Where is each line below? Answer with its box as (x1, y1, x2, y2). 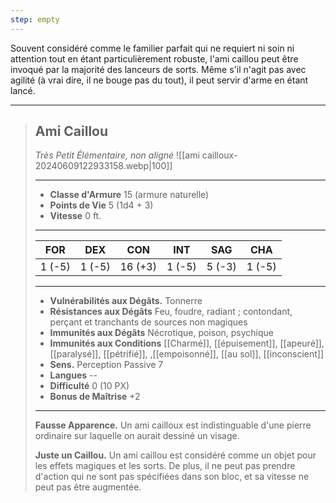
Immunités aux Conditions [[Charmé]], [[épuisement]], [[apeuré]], (49, 337, 325, 350)
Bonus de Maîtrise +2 (49, 391, 141, 403)
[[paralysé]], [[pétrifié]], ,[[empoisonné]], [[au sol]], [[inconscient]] (49, 348, 325, 360)
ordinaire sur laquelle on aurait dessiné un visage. (34, 430, 240, 442)
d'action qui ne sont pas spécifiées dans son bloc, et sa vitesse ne (34, 471, 310, 483)
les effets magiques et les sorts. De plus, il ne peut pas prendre (34, 460, 296, 472)
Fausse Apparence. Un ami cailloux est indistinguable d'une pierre (34, 419, 312, 431)
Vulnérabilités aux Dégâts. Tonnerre (49, 295, 203, 307)
